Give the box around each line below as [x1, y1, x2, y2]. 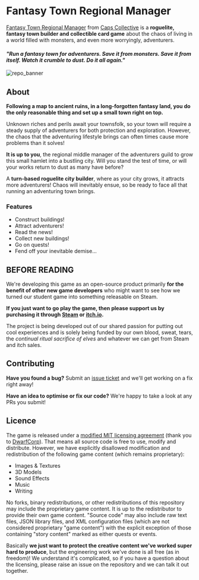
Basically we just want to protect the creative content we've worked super [6, 542, 192, 549]
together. [6, 567, 29, 574]
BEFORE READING [6, 264, 74, 275]
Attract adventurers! [14, 222, 64, 229]
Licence [6, 416, 37, 426]
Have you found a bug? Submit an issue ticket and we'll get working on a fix [6, 374, 193, 382]
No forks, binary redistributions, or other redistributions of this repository [6, 499, 185, 506]
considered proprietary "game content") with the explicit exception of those [6, 524, 192, 531]
